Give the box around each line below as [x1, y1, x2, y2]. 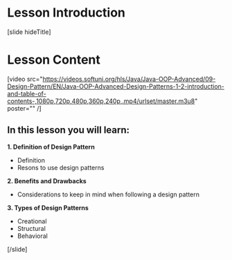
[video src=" [7, 75, 43, 83]
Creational [17, 216, 47, 225]
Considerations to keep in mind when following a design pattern [17, 190, 199, 198]
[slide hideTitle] [7, 28, 51, 36]
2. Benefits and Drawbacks [7, 176, 87, 185]
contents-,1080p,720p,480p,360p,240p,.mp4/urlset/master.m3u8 [7, 97, 195, 105]
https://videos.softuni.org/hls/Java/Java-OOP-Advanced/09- [42, 75, 216, 83]
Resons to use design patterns [17, 163, 105, 171]
